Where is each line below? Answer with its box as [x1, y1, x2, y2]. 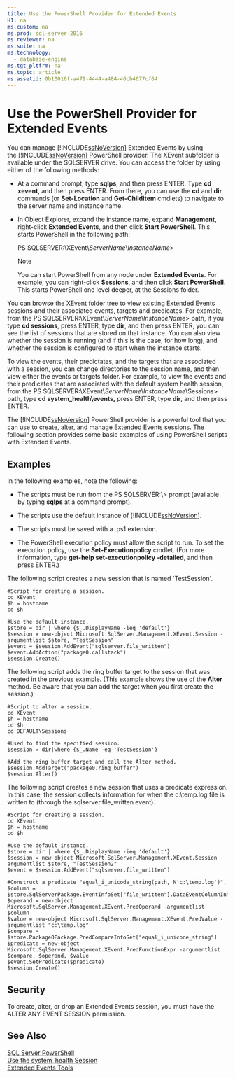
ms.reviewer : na [7, 36, 55, 43]
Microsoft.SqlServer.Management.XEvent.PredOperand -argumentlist [7, 904, 205, 911]
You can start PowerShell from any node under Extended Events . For [17, 271, 218, 279]
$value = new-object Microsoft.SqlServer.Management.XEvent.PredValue [7, 916, 218, 923]
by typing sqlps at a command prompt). [17, 498, 132, 506]
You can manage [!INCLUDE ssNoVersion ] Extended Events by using [7, 143, 204, 152]
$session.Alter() [7, 771, 58, 778]
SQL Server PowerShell [7, 1048, 75, 1057]
